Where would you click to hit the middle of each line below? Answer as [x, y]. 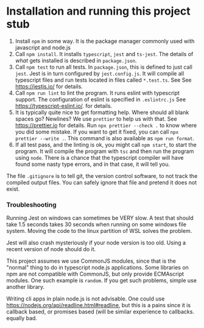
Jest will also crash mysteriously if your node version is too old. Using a [96, 243]
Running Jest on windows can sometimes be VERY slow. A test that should [100, 218]
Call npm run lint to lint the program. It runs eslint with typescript [97, 93]
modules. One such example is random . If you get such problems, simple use [101, 280]
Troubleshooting [31, 204]
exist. [13, 189]
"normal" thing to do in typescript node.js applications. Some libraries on [97, 268]
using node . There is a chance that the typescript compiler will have [99, 157]
